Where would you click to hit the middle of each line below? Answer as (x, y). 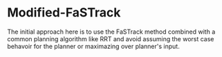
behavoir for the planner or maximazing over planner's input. (93, 46)
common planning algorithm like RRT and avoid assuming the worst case (111, 38)
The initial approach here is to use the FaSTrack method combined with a (111, 32)
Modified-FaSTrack (64, 13)
